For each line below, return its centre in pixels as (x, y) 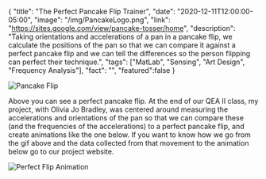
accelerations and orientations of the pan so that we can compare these (126, 118)
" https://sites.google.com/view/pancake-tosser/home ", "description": (122, 28)
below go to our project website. (61, 151)
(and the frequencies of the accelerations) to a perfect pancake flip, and (126, 126)
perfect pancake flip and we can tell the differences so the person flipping (129, 53)
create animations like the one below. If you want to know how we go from (130, 135)
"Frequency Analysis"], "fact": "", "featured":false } (92, 70)
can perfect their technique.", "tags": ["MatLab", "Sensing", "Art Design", (127, 62)
